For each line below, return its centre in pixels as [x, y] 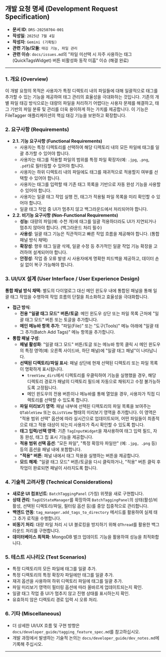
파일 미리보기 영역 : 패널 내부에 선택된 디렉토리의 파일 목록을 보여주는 [85, 406]
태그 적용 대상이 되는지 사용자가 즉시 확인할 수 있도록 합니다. [87, 425]
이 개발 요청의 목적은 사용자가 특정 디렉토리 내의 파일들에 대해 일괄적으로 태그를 [82, 91]
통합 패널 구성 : [26, 338]
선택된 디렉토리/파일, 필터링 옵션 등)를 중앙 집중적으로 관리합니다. [86, 506]
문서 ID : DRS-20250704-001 [38, 29]
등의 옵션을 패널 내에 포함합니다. [51, 449]
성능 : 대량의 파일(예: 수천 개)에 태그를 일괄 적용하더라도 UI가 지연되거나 [88, 221]
